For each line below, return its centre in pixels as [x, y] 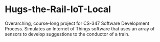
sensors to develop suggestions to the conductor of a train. [67, 34]
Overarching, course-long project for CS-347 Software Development [77, 23]
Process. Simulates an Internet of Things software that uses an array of [80, 28]
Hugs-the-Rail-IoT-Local [58, 9]
